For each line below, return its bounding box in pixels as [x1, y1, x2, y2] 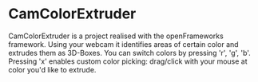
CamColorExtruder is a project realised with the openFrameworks [8, 31, 224, 41]
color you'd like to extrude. [8, 64, 97, 74]
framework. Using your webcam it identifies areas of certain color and [8, 39, 239, 49]
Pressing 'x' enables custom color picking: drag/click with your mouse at [8, 57, 248, 66]
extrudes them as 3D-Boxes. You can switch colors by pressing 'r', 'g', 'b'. [8, 48, 252, 57]
